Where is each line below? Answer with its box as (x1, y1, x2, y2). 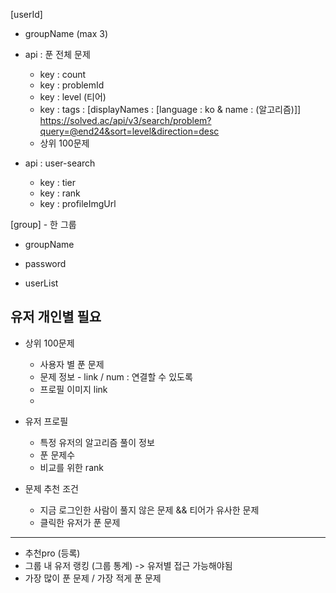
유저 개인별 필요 (10, 309, 102, 326)
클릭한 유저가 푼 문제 (39, 516, 121, 528)
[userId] (10, 9, 43, 20)
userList (24, 277, 59, 289)
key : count (39, 69, 87, 80)
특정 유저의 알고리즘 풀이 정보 (39, 436, 155, 448)
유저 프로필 (24, 415, 69, 427)
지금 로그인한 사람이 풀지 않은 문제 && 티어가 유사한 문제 (39, 504, 260, 516)
